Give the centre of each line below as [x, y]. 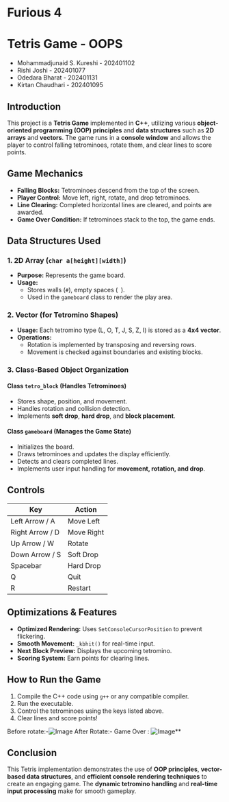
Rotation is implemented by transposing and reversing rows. [112, 344]
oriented [19, 130]
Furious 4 [35, 13]
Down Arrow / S [36, 554]
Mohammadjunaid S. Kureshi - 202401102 [76, 63]
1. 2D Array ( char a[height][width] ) [67, 261]
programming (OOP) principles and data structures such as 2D [123, 130]
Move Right [86, 532]
